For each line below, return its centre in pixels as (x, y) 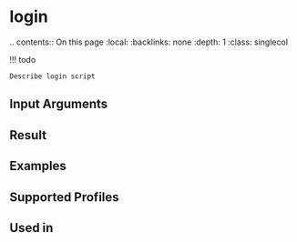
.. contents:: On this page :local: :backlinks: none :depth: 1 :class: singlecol (149, 42)
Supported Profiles (65, 197)
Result (28, 135)
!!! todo (23, 59)
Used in (31, 228)
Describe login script (52, 76)
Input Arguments (59, 104)
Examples (38, 166)
